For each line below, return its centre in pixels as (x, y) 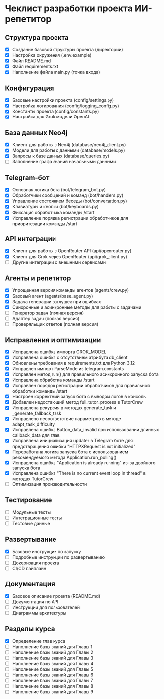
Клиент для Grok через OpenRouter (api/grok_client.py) (70, 256)
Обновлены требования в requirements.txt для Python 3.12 (74, 363)
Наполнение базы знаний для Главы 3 (53, 658)
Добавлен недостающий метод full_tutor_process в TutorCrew (78, 402)
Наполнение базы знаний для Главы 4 (53, 663)
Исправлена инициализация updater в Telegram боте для (73, 441)
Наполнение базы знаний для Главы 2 (53, 652)
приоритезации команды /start (45, 223)
